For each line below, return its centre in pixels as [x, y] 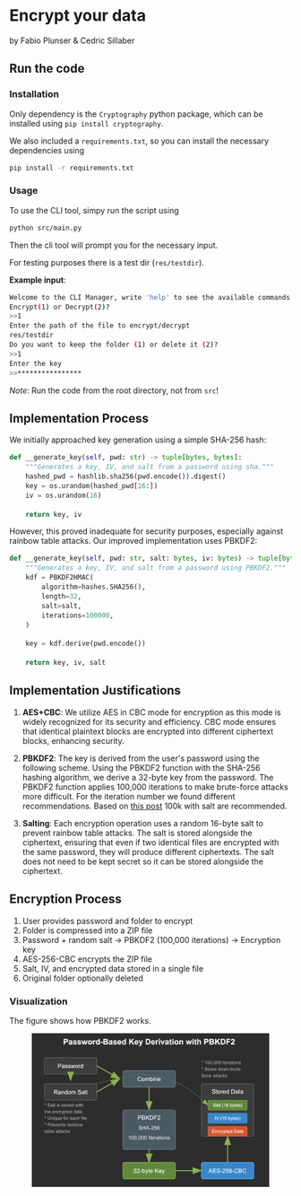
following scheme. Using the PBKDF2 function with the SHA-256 [142, 767]
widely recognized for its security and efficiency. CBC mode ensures [149, 721]
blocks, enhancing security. [73, 740]
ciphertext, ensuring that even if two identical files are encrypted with [150, 842]
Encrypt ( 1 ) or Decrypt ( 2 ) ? [60, 307]
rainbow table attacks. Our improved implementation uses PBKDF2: [133, 541]
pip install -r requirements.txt [72, 168]
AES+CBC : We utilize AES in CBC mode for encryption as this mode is [151, 712]
